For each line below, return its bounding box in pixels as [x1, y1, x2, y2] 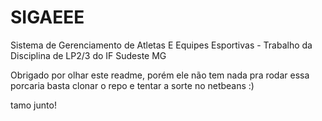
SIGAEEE [10, 6, 85, 29]
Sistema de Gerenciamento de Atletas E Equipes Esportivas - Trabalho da [10, 39, 313, 51]
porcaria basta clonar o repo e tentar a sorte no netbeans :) [10, 79, 255, 91]
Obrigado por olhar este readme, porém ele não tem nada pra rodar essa [10, 69, 310, 81]
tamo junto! [10, 99, 57, 111]
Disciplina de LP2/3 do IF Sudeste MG [10, 49, 167, 61]
